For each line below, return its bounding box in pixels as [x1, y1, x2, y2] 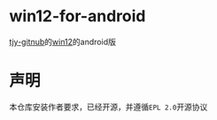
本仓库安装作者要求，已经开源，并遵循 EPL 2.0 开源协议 [9, 101, 208, 112]
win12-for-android [9, 6, 146, 26]
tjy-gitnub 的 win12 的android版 [9, 36, 117, 47]
